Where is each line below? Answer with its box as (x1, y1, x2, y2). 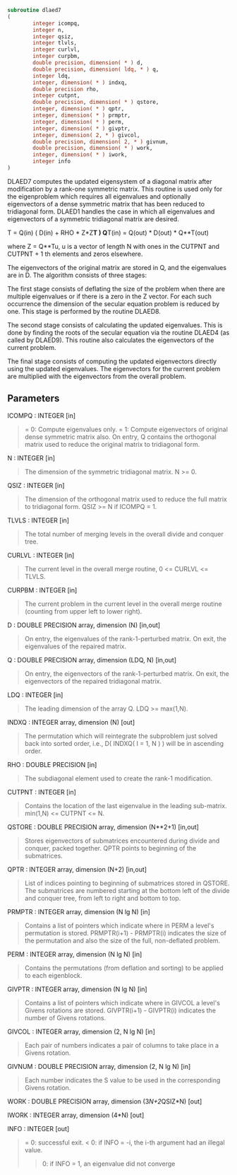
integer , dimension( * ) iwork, (32, 151, 128, 158)
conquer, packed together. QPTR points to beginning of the (24, 843, 197, 852)
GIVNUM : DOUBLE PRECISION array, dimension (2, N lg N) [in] (7, 1062, 191, 1070)
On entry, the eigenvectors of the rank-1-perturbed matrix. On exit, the (24, 669, 229, 678)
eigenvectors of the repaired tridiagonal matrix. (24, 677, 162, 685)
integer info (32, 158, 71, 165)
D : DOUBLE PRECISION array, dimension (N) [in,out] (7, 621, 161, 629)
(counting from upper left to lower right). (24, 607, 142, 615)
